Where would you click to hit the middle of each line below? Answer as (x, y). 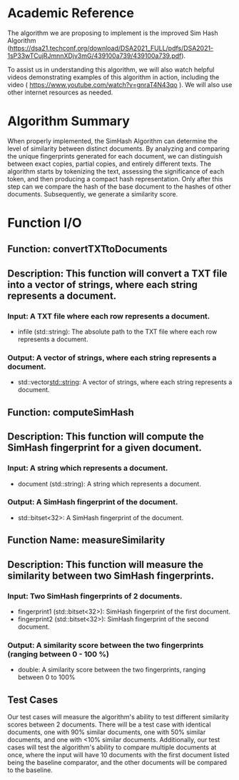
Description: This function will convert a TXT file (117, 273)
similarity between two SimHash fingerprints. (111, 575)
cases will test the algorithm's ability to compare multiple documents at (112, 747)
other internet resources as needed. (60, 92)
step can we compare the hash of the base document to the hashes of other (119, 186)
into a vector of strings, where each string (103, 285)
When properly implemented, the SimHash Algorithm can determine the (112, 141)
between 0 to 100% (46, 677)
